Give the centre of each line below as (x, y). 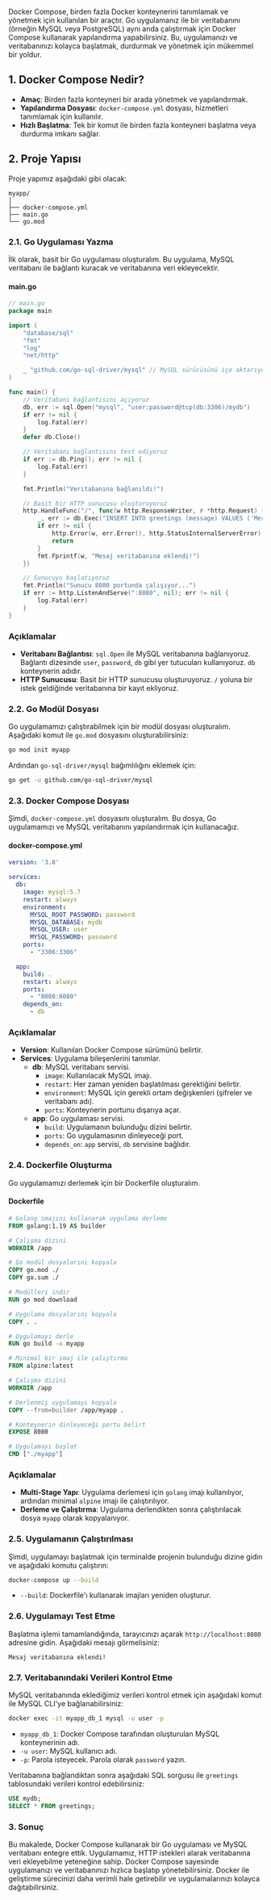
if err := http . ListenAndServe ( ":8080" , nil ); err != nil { (126, 593)
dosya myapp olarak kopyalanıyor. (74, 1518)
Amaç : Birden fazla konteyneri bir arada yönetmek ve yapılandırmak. (134, 99)
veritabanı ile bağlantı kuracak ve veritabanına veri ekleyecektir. (114, 268)
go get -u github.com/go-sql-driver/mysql (81, 781)
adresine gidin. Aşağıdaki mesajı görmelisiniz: (84, 1643)
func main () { (32, 392)
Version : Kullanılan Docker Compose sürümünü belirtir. (111, 1050)
